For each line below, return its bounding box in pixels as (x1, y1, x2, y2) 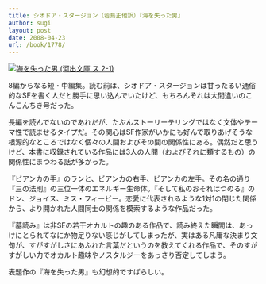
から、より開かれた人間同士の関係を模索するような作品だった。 (8, 204, 217, 213)
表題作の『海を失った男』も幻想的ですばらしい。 (8, 267, 168, 277)
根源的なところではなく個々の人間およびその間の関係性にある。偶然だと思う (8, 137, 259, 147)
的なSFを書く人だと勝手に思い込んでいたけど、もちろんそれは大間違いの (8, 90, 246, 100)
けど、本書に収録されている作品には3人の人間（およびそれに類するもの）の (8, 148, 256, 157)
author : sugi (8, 19, 52, 27)
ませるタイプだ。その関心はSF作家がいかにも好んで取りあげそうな (35, 128, 253, 137)
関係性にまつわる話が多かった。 (8, 157, 113, 167)
